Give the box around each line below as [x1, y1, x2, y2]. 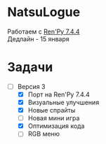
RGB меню [27, 130, 60, 138]
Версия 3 [17, 82, 46, 91]
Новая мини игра [27, 114, 80, 122]
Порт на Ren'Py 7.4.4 [27, 90, 90, 99]
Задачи [7, 59, 53, 75]
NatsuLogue [7, 4, 81, 20]
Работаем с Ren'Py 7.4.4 [7, 27, 80, 36]
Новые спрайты [27, 106, 76, 115]
